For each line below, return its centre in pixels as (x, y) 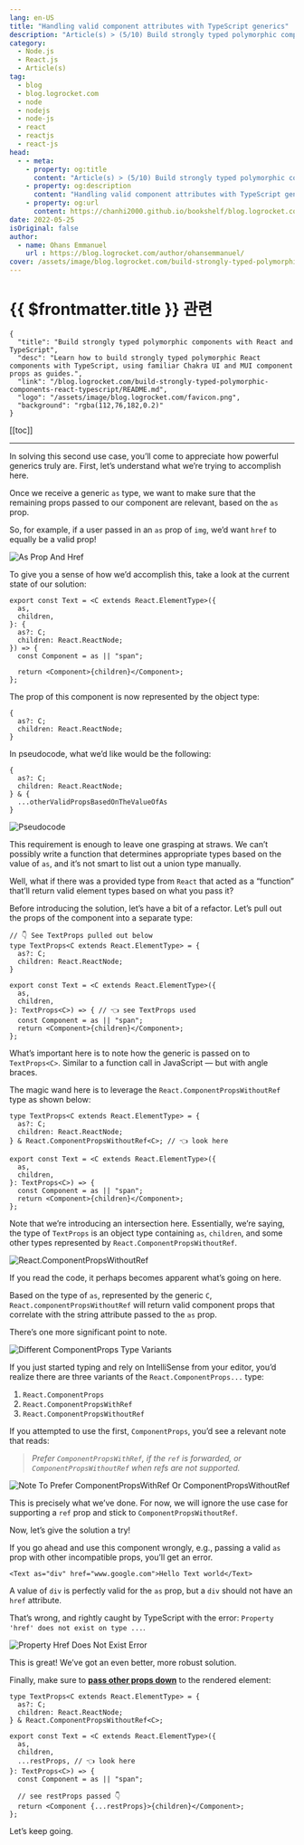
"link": (32, 381)
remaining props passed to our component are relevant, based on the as (144, 502)
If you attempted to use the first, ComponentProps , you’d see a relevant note (148, 1430)
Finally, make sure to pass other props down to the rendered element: (140, 1679)
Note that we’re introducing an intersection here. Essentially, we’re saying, (147, 1223)
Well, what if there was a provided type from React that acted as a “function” (152, 881)
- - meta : (36, 161)
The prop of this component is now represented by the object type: (134, 696)
